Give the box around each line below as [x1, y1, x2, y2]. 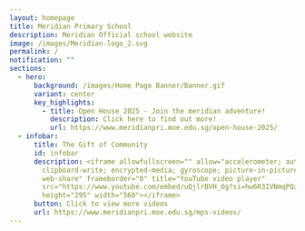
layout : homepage [9, 13, 75, 23]
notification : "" [9, 55, 75, 65]
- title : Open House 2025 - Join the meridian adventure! [42, 106, 266, 115]
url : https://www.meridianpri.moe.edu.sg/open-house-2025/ [49, 124, 279, 133]
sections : [9, 65, 47, 74]
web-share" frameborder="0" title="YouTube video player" [42, 174, 266, 183]
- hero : [17, 73, 47, 82]
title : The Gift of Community [33, 140, 148, 149]
